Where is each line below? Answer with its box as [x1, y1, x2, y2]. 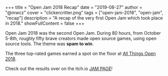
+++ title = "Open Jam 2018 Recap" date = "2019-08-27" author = [5, 5, 142, 10]
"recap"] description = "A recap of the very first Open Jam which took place [5, 15, 163, 21]
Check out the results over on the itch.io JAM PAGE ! [5, 65, 113, 71]
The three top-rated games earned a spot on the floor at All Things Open [5, 50, 156, 56]
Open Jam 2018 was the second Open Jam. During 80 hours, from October [5, 30, 161, 36]
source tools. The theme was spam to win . [5, 41, 94, 47]
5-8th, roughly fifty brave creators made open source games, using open [5, 35, 157, 41]
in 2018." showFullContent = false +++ [5, 20, 85, 26]
